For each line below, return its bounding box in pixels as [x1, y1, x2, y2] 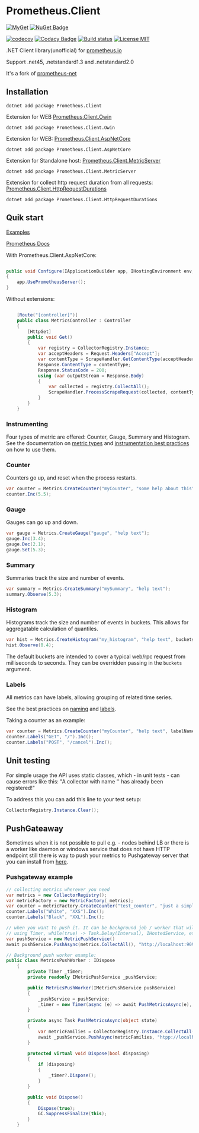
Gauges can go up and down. [6, 519, 78, 526]
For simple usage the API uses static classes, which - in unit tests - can [6, 772, 180, 779]
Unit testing [6, 756, 50, 766]
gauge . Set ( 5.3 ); [6, 547, 46, 553]
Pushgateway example [6, 873, 73, 881]
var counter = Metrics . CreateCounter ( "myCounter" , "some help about [6, 485, 179, 492]
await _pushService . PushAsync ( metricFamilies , [37, 1034, 155, 1040]
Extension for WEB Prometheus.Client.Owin [6, 113, 112, 120]
